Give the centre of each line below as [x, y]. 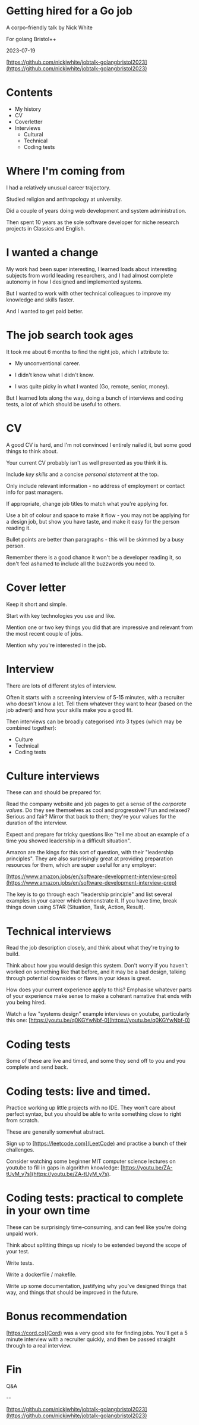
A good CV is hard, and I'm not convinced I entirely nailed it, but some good [99, 444]
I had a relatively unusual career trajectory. [59, 187]
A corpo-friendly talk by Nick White [50, 27]
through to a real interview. [39, 1346]
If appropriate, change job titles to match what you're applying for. [87, 503]
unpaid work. [22, 1234]
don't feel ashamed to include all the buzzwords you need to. [81, 564]
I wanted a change [52, 253]
